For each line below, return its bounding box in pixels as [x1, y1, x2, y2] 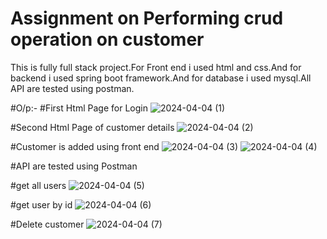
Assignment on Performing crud [10, 7, 284, 30]
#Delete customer [10, 218, 85, 230]
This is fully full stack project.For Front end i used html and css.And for [10, 61, 302, 73]
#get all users [10, 179, 67, 191]
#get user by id [10, 198, 73, 211]
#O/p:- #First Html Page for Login [10, 102, 148, 114]
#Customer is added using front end [10, 140, 160, 152]
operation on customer [10, 28, 205, 51]
